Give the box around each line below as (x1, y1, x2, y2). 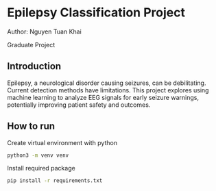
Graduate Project (7, 40, 56, 49)
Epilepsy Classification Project (7, 5, 185, 21)
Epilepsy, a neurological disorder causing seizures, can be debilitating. (7, 79, 206, 87)
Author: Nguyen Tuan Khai (7, 27, 82, 36)
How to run (7, 120, 56, 132)
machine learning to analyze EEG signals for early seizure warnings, (7, 93, 199, 101)
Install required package (7, 164, 75, 173)
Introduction (7, 60, 62, 73)
